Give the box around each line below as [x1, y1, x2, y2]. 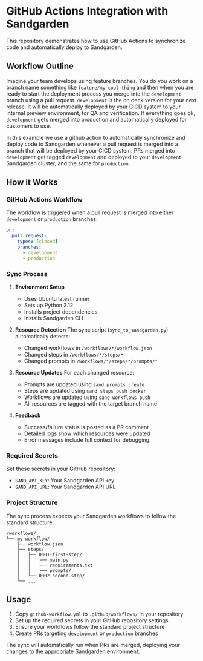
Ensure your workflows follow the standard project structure [14, 623, 165, 631]
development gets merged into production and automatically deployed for [6, 116, 187, 123]
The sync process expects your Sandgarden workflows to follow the [6, 512, 176, 519]
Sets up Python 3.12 [24, 301, 74, 309]
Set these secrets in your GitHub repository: [6, 465, 116, 473]
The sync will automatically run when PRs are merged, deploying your [6, 642, 180, 649]
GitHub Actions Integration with [6, 4, 169, 18]
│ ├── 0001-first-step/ [17, 551, 83, 557]
